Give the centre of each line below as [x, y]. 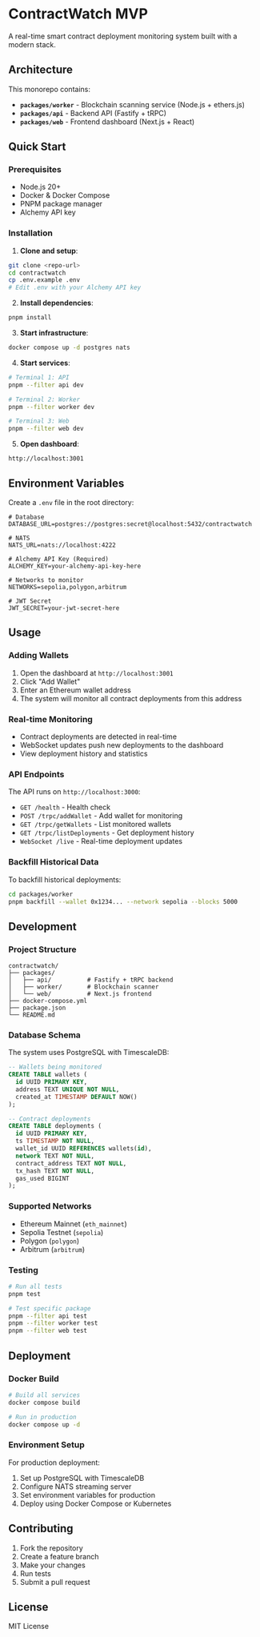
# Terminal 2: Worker [44, 399]
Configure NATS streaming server [76, 1487]
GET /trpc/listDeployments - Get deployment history [107, 833]
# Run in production [43, 1417]
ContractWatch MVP [78, 14]
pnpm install [30, 318]
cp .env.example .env [44, 280]
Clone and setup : [49, 251]
